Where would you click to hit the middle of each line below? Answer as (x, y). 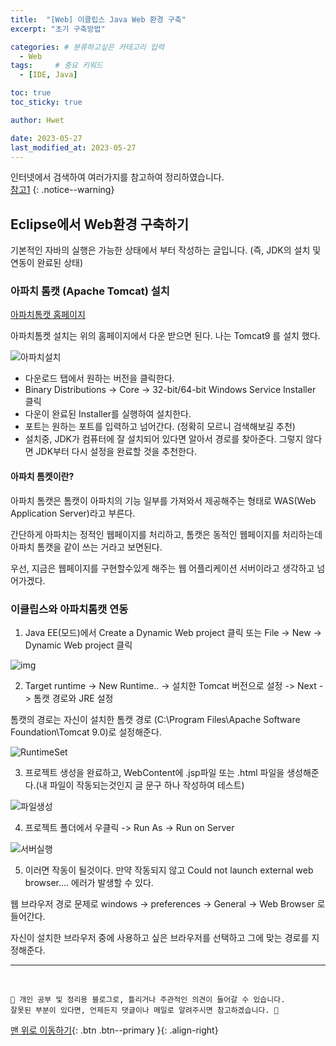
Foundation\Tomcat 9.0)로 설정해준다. (86, 732)
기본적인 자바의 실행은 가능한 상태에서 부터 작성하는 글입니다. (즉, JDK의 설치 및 (166, 250)
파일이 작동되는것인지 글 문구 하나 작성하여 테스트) (147, 785)
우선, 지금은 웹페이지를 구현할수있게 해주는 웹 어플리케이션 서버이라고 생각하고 (162, 568)
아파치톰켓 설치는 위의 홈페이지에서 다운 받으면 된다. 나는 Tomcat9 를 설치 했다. (165, 336)
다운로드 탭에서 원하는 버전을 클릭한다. (99, 378)
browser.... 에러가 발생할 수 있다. (89, 882)
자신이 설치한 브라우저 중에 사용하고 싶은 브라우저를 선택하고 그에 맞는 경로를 (160, 937)
